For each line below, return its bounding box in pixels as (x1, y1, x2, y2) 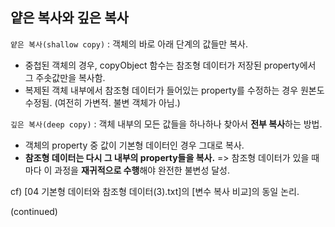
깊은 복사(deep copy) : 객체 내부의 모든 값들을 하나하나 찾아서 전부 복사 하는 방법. (10, 118, 323, 130)
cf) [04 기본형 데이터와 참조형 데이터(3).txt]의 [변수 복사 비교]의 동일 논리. (10, 185, 300, 197)
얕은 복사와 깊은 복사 (10, 9, 129, 27)
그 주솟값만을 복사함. (24, 71, 106, 83)
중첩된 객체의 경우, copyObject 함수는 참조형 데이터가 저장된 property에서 (24, 59, 317, 71)
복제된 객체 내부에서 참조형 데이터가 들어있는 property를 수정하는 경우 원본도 (24, 84, 325, 96)
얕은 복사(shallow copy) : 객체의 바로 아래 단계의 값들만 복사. (10, 38, 248, 50)
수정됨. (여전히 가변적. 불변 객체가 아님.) (24, 96, 181, 108)
